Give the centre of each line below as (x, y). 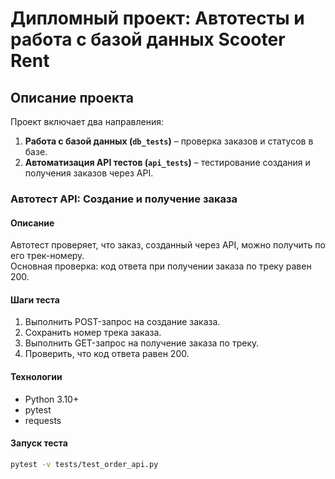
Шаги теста (35, 299)
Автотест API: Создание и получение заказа (124, 199)
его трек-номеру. (47, 256)
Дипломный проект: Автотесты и (157, 18)
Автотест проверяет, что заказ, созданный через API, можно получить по (168, 245)
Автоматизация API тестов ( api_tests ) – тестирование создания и (167, 162)
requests (43, 420)
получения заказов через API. (89, 173)
